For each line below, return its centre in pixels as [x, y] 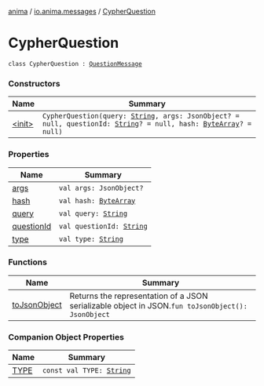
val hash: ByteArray [97, 200]
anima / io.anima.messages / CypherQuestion [82, 11]
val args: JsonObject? [101, 188]
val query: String [93, 213]
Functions [27, 262]
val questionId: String [103, 226]
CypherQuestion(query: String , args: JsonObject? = [141, 116]
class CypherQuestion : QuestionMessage [75, 64]
